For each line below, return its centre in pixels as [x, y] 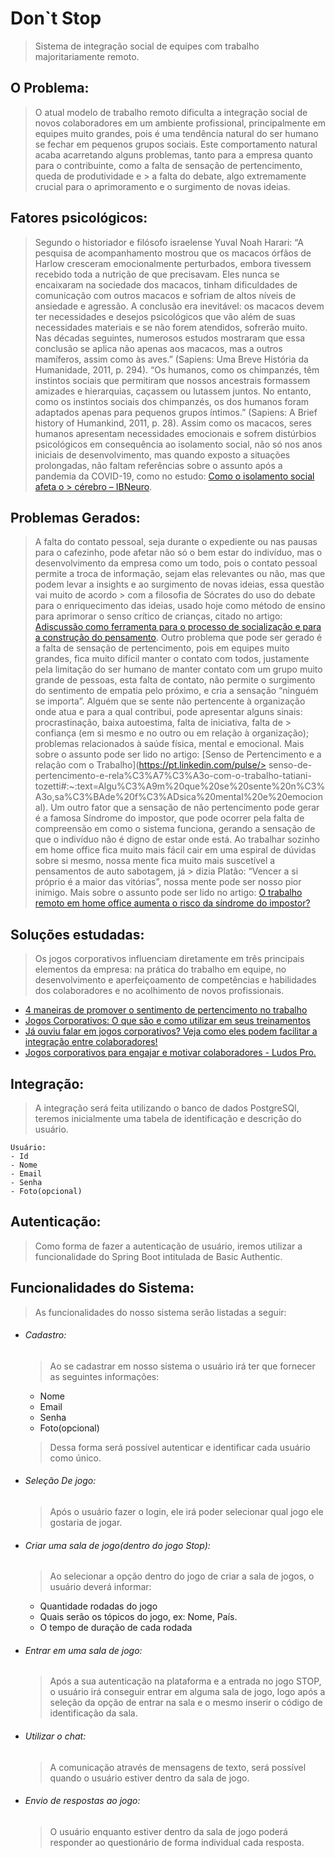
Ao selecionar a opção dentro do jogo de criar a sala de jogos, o [182, 1576]
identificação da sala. [93, 1713]
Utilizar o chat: [55, 1736]
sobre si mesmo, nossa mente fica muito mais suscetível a [155, 861]
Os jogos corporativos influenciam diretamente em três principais [169, 959]
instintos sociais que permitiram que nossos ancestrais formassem [172, 380]
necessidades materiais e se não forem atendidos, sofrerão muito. [171, 327]
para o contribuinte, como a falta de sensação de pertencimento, [168, 165]
